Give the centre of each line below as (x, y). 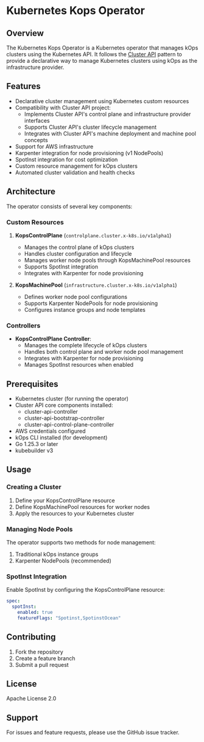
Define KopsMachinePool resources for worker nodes (83, 506)
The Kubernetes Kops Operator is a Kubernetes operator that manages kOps (102, 48)
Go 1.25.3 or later (37, 444)
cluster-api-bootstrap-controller (64, 418)
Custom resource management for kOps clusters (76, 166)
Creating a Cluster (34, 487)
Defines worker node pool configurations (76, 297)
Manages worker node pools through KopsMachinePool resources (107, 260)
